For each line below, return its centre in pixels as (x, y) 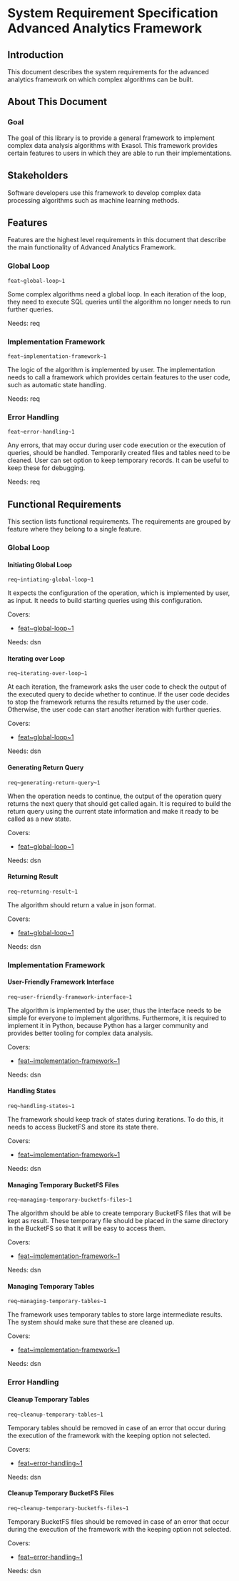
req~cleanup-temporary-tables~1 (55, 1415)
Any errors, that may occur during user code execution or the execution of (117, 445)
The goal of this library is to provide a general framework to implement (111, 138)
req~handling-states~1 (41, 1106)
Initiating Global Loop (40, 564)
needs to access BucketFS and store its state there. (83, 1127)
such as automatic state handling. (57, 384)
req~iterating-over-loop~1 (47, 674)
